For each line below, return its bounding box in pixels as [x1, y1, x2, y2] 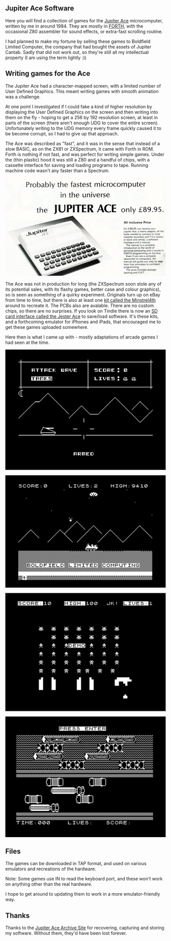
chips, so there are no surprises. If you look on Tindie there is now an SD [5, 308, 158, 314]
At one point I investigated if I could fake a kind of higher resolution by [5, 103, 153, 109]
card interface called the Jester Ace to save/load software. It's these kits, [5, 313, 159, 319]
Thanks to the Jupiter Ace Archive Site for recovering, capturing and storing [5, 925, 164, 931]
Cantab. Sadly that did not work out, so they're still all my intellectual [5, 49, 149, 55]
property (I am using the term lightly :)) [5, 54, 87, 61]
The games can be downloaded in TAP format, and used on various [5, 861, 147, 867]
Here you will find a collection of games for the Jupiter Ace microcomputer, [5, 17, 163, 23]
